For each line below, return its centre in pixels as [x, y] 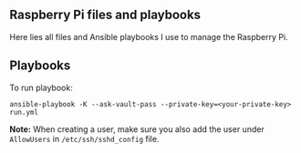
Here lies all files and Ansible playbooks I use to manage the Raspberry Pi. [149, 36]
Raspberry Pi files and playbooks [105, 15]
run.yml [24, 112]
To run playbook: [41, 87]
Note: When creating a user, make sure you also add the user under [137, 129]
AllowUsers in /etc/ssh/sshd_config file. [84, 138]
